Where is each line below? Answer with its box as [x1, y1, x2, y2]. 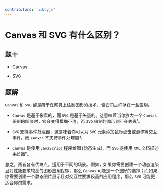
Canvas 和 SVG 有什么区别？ [5, 30, 121, 40]
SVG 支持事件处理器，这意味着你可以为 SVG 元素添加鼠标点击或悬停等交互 [12, 129, 158, 135]
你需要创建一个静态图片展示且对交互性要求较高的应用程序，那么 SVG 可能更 [5, 173, 155, 180]
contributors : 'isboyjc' [5, 7, 56, 12]
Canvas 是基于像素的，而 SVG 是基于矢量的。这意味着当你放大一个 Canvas [12, 112, 157, 118]
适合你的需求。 [5, 180, 35, 186]
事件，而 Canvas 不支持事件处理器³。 [12, 135, 85, 141]
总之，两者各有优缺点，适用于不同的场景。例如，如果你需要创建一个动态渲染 [5, 161, 159, 168]
